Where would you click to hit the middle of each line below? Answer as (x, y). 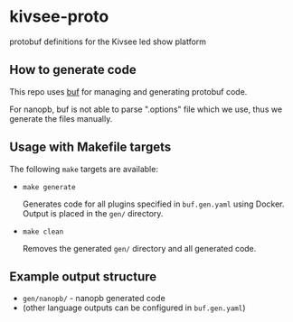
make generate (49, 187)
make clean (43, 232)
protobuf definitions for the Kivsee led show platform (108, 41)
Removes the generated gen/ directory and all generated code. (139, 248)
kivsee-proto (59, 17)
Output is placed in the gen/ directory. (93, 213)
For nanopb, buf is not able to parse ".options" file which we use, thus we (146, 109)
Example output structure (83, 276)
